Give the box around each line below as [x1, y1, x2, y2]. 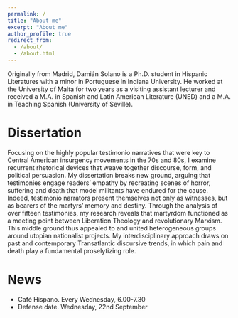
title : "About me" [7, 17, 62, 24]
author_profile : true [7, 30, 72, 38]
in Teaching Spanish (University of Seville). [7, 100, 134, 108]
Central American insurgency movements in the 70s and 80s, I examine [7, 156, 217, 164]
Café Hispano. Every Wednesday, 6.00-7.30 [17, 295, 146, 303]
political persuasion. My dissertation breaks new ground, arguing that [7, 171, 211, 179]
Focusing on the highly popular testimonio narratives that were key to [7, 148, 210, 157]
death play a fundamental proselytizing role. [7, 246, 136, 255]
